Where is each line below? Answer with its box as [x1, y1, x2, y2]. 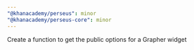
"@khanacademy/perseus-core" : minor [7, 16, 112, 23]
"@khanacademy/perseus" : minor [7, 10, 97, 17]
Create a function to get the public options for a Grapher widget [7, 35, 187, 43]
